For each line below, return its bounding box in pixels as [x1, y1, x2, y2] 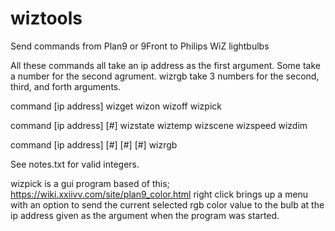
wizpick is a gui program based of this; [10, 177, 170, 189]
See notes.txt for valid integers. [10, 158, 140, 170]
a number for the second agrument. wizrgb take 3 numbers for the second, [10, 70, 320, 82]
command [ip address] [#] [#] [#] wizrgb [10, 138, 178, 151]
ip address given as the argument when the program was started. [10, 209, 280, 221]
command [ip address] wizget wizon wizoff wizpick [10, 100, 222, 112]
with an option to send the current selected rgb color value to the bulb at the [10, 198, 325, 211]
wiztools [10, 7, 83, 30]
